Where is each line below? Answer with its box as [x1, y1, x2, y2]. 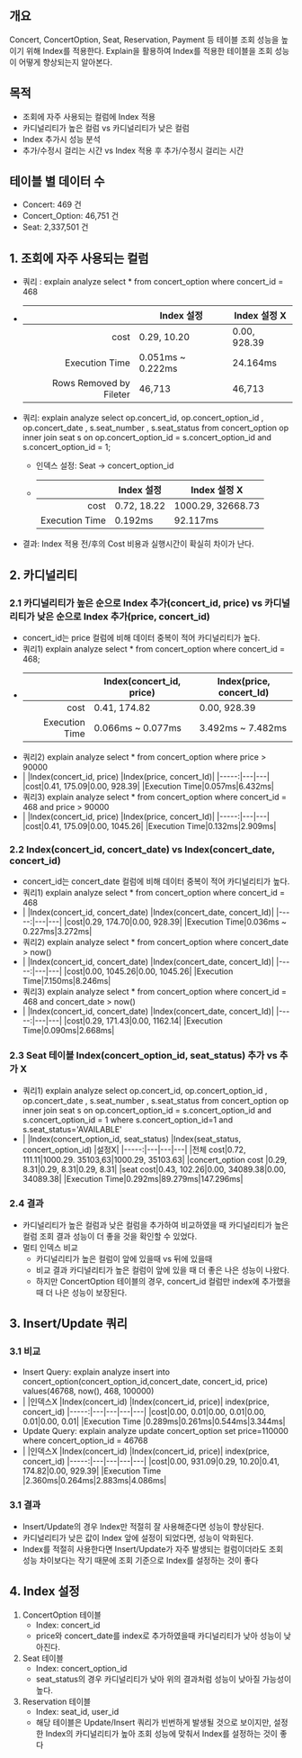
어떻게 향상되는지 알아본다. [18, 57, 113, 68]
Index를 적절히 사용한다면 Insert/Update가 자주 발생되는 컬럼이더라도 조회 [22, 1543, 284, 1555]
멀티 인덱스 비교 [22, 1241, 78, 1253]
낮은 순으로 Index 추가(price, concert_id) [37, 610, 210, 623]
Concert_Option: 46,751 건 [22, 211, 120, 221]
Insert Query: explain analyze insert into [22, 1366, 171, 1377]
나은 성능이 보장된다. [55, 1286, 128, 1298]
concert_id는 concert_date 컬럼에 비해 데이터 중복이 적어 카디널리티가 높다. [22, 876, 290, 887]
